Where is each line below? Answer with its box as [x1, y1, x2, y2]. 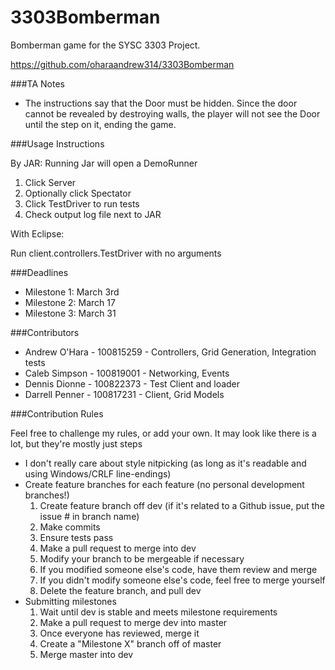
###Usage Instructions [10, 137, 105, 150]
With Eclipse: [10, 227, 65, 240]
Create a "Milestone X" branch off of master [39, 637, 222, 650]
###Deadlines [10, 266, 69, 278]
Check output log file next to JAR [24, 208, 162, 220]
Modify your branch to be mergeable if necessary [39, 552, 245, 565]
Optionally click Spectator [24, 187, 132, 199]
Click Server [24, 176, 77, 188]
